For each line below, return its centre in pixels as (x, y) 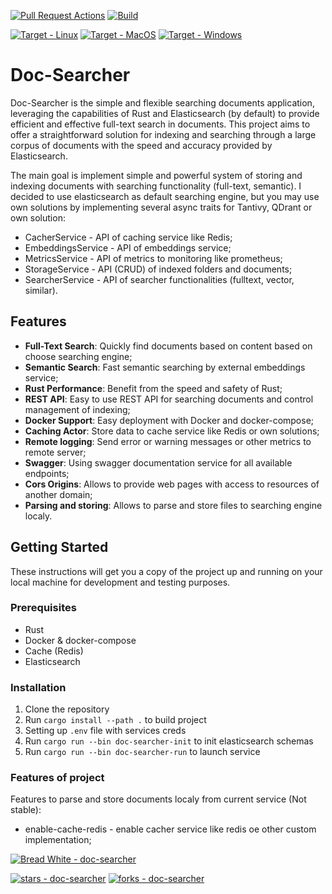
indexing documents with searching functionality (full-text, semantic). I (156, 186)
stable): (26, 810)
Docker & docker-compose (80, 640)
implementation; (58, 840)
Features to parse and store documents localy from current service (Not (158, 799)
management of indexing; (77, 409)
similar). (41, 290)
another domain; (58, 494)
